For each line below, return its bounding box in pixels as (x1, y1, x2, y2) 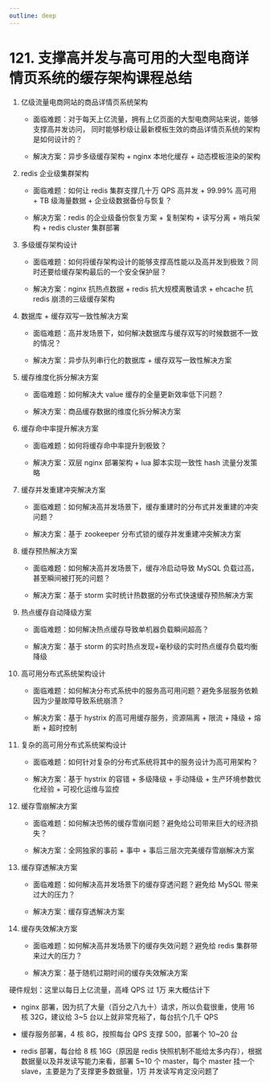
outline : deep (9, 11, 57, 20)
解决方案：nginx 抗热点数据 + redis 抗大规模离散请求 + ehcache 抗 (32, 284, 254, 293)
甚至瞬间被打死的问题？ (32, 573, 111, 582)
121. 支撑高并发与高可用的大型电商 (9, 49, 235, 67)
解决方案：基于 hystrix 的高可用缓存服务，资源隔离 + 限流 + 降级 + (32, 713, 252, 722)
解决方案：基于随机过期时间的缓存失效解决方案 (32, 967, 188, 977)
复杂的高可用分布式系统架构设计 (20, 740, 127, 750)
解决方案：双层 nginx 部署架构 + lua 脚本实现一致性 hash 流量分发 (32, 457, 251, 467)
